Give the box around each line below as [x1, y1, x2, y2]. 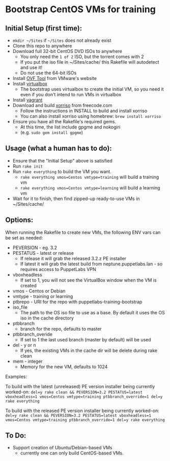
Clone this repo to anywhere [12, 43, 72, 49]
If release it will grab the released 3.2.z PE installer [20, 255, 126, 261]
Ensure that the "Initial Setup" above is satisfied [12, 157, 113, 164]
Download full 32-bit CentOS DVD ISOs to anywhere [12, 48, 122, 54]
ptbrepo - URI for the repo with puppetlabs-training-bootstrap [12, 299, 143, 305]
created [20, 282, 37, 288]
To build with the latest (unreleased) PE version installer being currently [5, 383, 155, 389]
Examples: [5, 373, 27, 379]
